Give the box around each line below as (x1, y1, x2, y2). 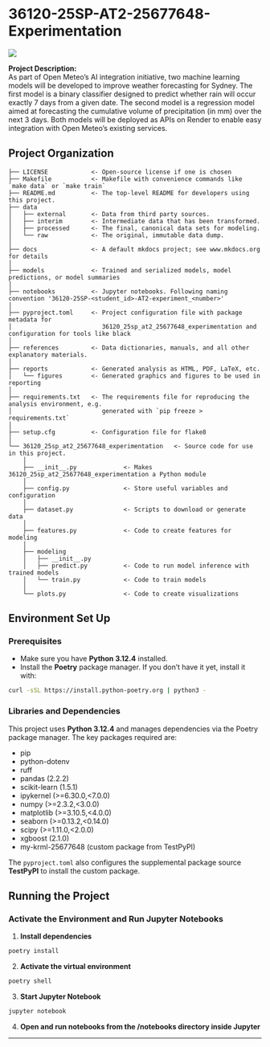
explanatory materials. (8, 350, 88, 358)
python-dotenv (19, 756, 70, 766)
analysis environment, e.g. (8, 399, 103, 408)
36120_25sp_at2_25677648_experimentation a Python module (8, 470, 207, 478)
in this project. (8, 449, 67, 457)
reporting (8, 378, 42, 386)
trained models (8, 568, 59, 577)
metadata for (8, 315, 52, 324)
